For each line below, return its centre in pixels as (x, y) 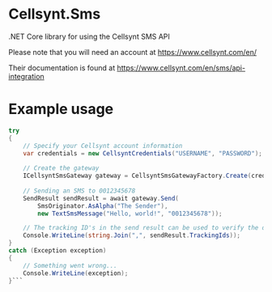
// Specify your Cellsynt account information (103, 146)
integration (26, 76)
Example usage (61, 109)
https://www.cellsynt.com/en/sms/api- (181, 68)
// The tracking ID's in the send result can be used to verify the (141, 228)
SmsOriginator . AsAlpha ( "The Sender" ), (103, 206)
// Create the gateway (61, 168)
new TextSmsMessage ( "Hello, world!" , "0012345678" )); (130, 214)
